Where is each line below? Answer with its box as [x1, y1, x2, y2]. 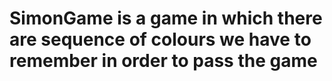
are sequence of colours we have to [9, 28, 312, 51]
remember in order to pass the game [9, 50, 318, 72]
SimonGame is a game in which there [9, 7, 323, 30]
